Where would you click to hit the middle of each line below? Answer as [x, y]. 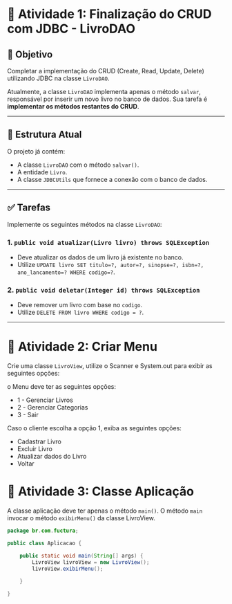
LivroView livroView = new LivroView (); [91, 562]
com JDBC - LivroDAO [71, 29]
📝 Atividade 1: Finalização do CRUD [109, 14]
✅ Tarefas [29, 208]
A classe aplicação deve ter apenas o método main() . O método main [105, 511]
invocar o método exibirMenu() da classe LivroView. [81, 518]
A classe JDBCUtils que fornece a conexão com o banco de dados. [112, 179]
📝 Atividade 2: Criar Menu [82, 347]
